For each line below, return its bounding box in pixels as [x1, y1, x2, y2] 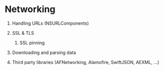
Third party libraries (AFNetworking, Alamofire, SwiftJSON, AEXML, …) [12, 59, 159, 65]
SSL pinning [19, 39, 45, 46]
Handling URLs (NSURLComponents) [12, 20, 89, 26]
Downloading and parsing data [12, 49, 76, 55]
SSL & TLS [12, 30, 34, 36]
